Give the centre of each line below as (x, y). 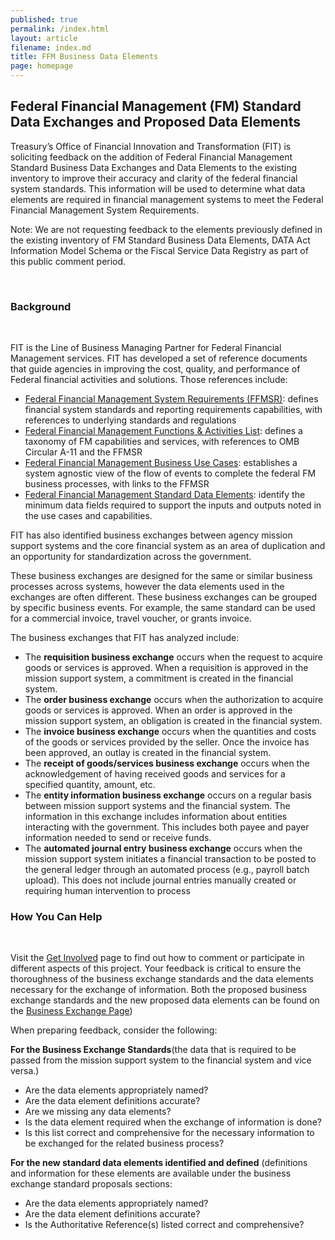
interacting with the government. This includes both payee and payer (167, 827)
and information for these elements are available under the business (151, 1173)
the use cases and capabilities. (88, 516)
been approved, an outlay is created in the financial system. (148, 753)
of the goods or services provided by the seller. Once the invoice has (167, 742)
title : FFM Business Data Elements (84, 57)
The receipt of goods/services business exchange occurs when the (167, 763)
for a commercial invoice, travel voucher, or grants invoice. (131, 618)
